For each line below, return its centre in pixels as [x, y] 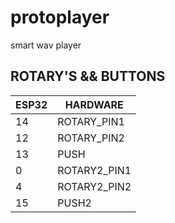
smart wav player [46, 45]
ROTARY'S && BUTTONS [88, 76]
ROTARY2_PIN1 [94, 170]
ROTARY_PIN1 [91, 121]
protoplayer [60, 17]
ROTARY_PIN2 [91, 138]
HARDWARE [94, 104]
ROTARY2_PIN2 [94, 186]
